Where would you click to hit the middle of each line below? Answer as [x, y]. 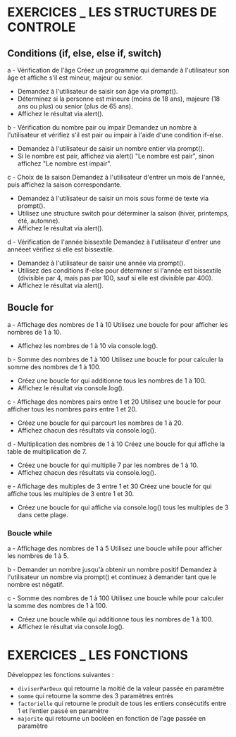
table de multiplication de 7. [47, 451]
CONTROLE [42, 27]
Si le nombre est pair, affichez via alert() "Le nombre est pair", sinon [116, 156]
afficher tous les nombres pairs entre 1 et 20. [72, 409]
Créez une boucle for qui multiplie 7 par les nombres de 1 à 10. [108, 465]
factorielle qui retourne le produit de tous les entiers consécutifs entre [122, 704]
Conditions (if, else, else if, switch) [85, 53]
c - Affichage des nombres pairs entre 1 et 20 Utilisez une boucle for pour [114, 402]
